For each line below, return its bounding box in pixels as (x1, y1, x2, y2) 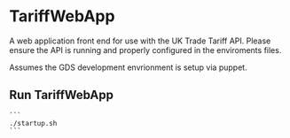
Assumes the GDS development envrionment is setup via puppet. (9, 62, 247, 73)
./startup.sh (9, 119, 58, 127)
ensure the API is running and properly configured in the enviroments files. (9, 44, 282, 55)
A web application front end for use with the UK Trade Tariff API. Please (9, 35, 271, 46)
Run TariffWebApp (9, 88, 114, 103)
